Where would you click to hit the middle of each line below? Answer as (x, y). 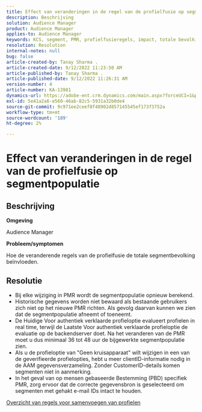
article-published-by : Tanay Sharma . (55, 73)
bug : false (20, 56)
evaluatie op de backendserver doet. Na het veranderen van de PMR (100, 333)
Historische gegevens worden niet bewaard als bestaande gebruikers (101, 301)
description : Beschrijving (40, 17)
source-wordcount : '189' (37, 118)
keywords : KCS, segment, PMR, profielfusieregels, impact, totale (91, 40)
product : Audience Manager (40, 29)
